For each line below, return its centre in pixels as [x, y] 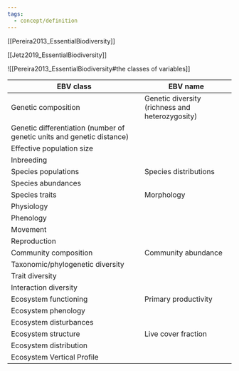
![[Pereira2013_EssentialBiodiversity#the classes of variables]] [99, 68]
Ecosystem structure [46, 334]
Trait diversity [34, 275]
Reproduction [34, 241]
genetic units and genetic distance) [70, 136]
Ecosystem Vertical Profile [55, 357]
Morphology [165, 195]
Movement [29, 229]
